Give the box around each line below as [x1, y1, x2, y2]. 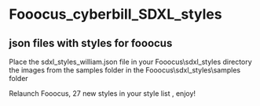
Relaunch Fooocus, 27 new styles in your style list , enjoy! [9, 89, 196, 98]
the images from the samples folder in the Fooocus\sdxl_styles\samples [9, 65, 241, 75]
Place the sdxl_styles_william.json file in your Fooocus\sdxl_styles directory [9, 57, 252, 66]
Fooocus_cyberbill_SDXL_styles [9, 5, 222, 23]
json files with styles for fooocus [9, 37, 173, 50]
